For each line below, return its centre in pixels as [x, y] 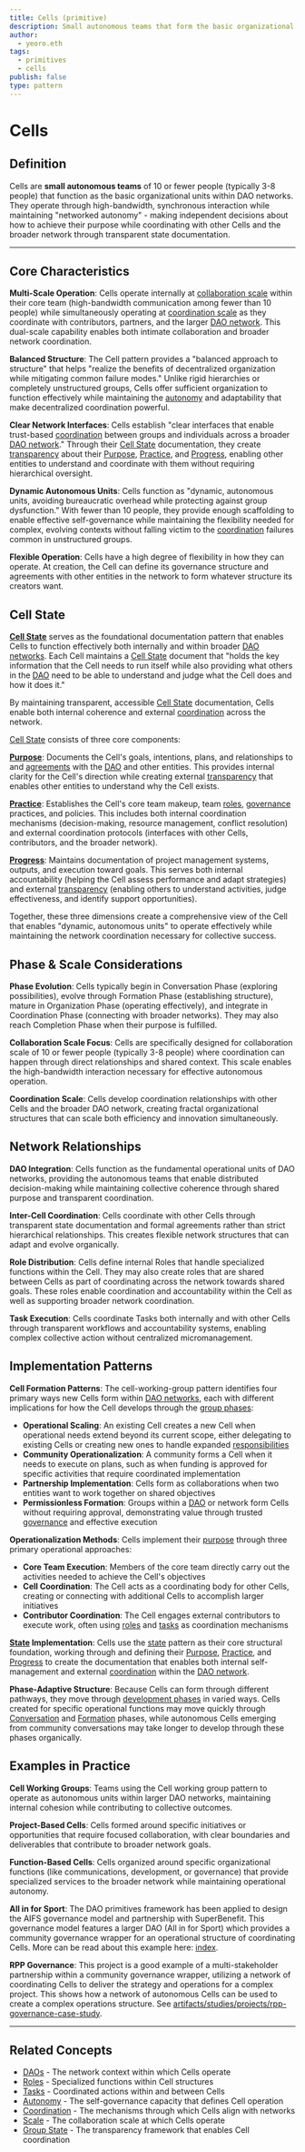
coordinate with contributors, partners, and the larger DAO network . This [145, 322]
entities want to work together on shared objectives [119, 1492]
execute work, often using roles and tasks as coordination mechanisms [155, 1624]
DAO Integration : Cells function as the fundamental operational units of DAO [152, 1168]
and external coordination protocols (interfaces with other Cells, [129, 833]
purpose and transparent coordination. [82, 1197]
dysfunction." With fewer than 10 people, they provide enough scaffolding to [152, 510]
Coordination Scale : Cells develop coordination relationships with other [143, 1099]
